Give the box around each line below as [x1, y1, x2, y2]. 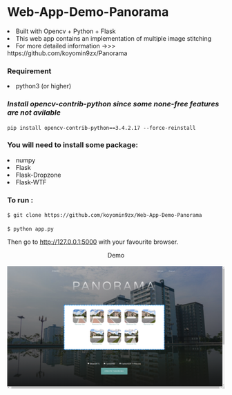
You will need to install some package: [7, 140, 138, 150]
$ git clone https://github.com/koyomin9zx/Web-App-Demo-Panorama [7, 212, 202, 219]
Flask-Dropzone [16, 171, 61, 179]
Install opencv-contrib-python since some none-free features [7, 99, 220, 109]
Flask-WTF [16, 177, 47, 186]
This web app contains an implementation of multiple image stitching [16, 34, 212, 42]
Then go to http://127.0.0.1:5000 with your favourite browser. [7, 238, 179, 246]
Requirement [7, 66, 52, 76]
